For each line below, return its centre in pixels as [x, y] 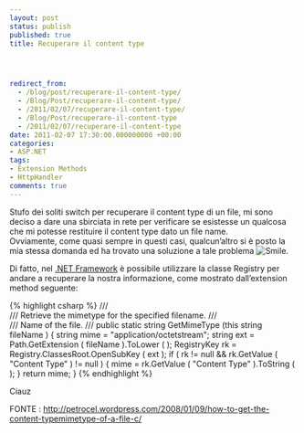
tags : [20, 161]
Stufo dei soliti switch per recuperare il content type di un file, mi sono [142, 212]
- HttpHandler [37, 177]
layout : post [34, 18]
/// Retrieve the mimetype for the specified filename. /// [113, 315]
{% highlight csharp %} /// [59, 305]
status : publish [40, 26]
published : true [40, 35]
